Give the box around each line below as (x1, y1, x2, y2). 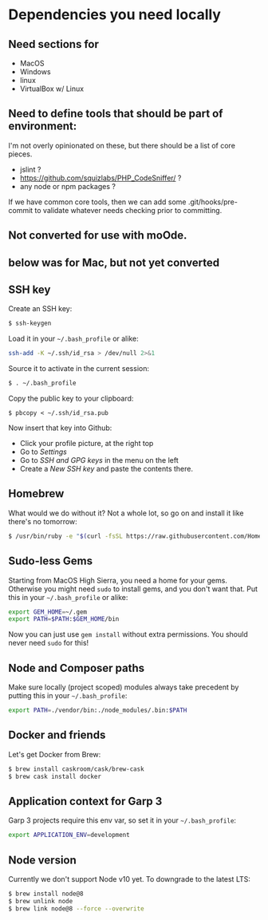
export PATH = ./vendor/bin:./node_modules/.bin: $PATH (8, 706, 187, 715)
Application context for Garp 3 (8, 794, 163, 807)
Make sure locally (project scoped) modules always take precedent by (8, 682, 239, 692)
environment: (8, 120, 77, 133)
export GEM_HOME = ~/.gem (8, 608, 88, 616)
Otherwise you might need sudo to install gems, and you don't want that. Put (8, 584, 258, 594)
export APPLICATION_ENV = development (8, 831, 130, 839)
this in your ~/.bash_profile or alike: (8, 592, 128, 602)
